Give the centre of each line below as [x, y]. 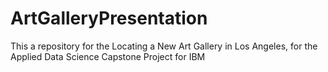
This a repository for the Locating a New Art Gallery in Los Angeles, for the [164, 46]
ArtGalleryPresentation [109, 18]
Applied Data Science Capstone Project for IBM [108, 56]
